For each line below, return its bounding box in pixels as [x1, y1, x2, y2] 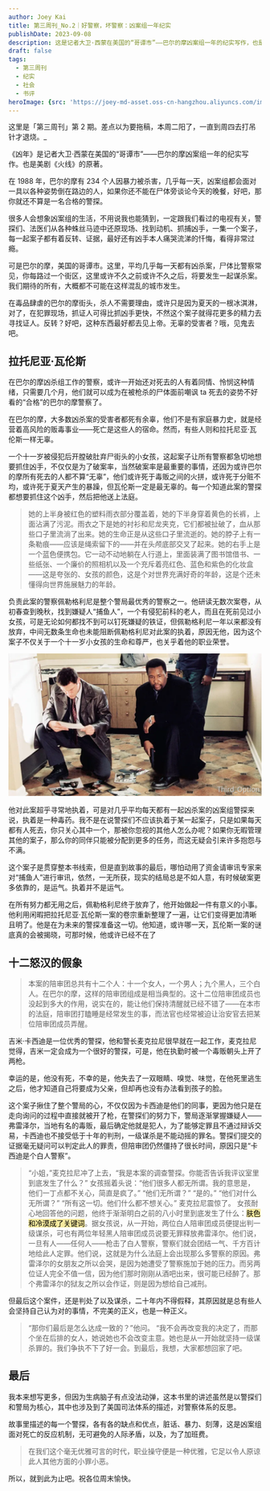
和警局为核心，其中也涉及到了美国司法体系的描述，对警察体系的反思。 [8, 1402, 241, 1411]
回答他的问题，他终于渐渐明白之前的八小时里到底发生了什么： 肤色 [42, 1208, 261, 1218]
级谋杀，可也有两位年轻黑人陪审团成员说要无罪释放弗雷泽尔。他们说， [27, 1228, 261, 1238]
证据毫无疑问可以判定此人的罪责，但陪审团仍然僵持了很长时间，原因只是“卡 [8, 1141, 259, 1150]
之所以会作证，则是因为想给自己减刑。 [84, 1279, 211, 1288]
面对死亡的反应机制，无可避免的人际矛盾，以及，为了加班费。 [8, 1429, 213, 1439]
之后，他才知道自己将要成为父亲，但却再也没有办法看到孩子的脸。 [8, 1083, 227, 1093]
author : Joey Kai [8, 13, 67, 21]
